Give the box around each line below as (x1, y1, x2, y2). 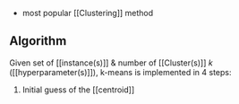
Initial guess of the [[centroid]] (21, 84, 135, 95)
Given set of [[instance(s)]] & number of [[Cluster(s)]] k (9, 57, 213, 68)
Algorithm (9, 33, 67, 48)
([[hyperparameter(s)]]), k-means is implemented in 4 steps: (9, 66, 232, 77)
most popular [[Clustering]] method (21, 8, 154, 18)
